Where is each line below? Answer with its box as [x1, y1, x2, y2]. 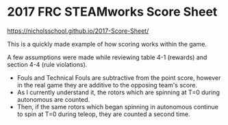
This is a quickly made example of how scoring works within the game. [7, 40, 207, 48]
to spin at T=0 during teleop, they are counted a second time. [16, 110, 190, 118]
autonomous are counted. [16, 95, 90, 103]
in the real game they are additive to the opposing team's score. [16, 81, 197, 89]
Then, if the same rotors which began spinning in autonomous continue [16, 102, 219, 111]
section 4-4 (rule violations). [7, 60, 88, 68]
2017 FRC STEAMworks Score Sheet [7, 4, 218, 20]
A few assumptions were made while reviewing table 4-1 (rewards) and [7, 53, 207, 61]
